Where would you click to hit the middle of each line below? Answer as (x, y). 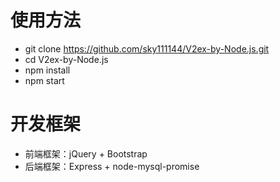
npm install (47, 70)
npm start (44, 80)
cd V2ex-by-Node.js (66, 59)
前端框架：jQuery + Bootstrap (86, 153)
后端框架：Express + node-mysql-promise (112, 166)
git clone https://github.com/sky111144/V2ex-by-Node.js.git (147, 48)
